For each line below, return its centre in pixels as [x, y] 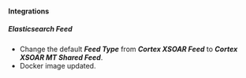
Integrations [29, 11]
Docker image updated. [58, 65]
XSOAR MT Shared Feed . [61, 57]
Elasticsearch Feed [40, 29]
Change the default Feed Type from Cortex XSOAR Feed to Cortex [129, 49]
